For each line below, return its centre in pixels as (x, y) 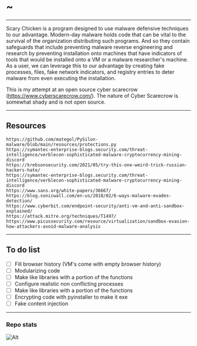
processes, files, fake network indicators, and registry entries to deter (90, 72)
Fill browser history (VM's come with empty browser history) (88, 264)
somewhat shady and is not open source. (56, 102)
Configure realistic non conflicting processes (69, 283)
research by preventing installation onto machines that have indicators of (94, 53)
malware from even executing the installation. (61, 78)
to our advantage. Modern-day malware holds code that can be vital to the (96, 35)
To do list (23, 250)
